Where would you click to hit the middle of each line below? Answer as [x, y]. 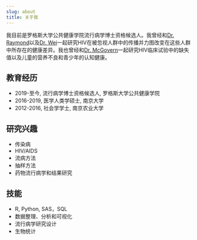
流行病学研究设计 [36, 223]
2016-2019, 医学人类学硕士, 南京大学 [59, 101]
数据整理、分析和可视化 [43, 216]
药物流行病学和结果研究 [43, 173]
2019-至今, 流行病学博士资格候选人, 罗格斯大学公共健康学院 [87, 93]
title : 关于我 [22, 17]
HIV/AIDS [26, 151]
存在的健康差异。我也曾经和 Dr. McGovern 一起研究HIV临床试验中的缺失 [103, 50]
